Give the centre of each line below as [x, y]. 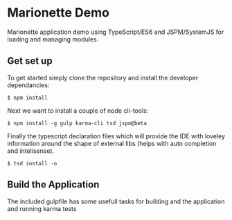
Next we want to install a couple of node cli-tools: [78, 110]
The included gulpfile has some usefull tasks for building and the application [116, 201]
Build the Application [53, 185]
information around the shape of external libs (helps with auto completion [112, 143]
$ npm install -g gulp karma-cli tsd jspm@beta [77, 123]
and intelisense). [31, 151]
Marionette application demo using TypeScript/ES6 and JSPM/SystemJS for [116, 32]
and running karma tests [42, 208]
